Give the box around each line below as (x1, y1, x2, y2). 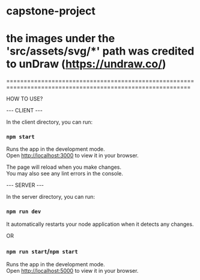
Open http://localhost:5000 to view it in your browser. (6, 267, 139, 275)
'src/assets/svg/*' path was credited (6, 44, 195, 58)
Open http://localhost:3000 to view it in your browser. (6, 152, 139, 159)
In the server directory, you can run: (6, 193, 95, 201)
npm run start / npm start (6, 247, 78, 255)
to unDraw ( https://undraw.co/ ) (6, 57, 166, 71)
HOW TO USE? (6, 95, 43, 103)
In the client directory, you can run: (6, 118, 93, 126)
